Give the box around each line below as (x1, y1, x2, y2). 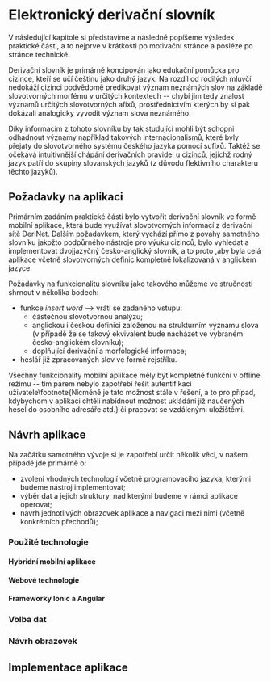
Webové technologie (8, 575, 80, 585)
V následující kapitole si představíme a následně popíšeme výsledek (8, 32, 235, 42)
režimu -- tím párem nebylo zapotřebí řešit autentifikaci (8, 378, 192, 389)
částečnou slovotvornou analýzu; (31, 311, 144, 321)
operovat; (19, 499, 52, 509)
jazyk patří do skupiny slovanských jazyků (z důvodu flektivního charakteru (8, 158, 259, 167)
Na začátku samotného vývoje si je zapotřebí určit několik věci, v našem (8, 449, 248, 459)
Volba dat (8, 614, 47, 625)
